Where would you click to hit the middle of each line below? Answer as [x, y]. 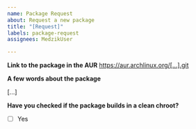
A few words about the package [54, 79]
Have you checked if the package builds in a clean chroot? [93, 105]
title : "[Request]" [35, 26]
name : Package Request [40, 14]
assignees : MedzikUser [40, 40]
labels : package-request [43, 33]
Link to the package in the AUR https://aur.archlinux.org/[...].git [98, 65]
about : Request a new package [51, 20]
